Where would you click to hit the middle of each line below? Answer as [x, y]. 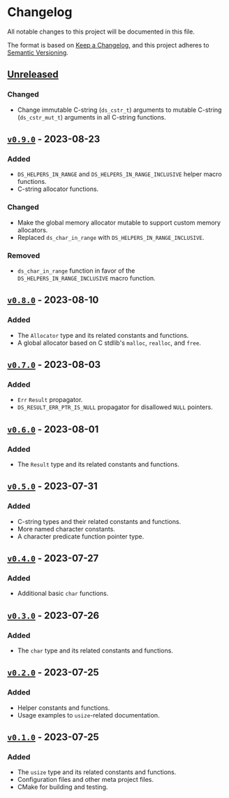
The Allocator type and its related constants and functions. [103, 335]
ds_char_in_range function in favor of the [76, 271]
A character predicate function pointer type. [81, 536]
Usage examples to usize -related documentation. [88, 715]
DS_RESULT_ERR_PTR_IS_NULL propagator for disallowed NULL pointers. [115, 407]
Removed [24, 255]
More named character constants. [66, 529]
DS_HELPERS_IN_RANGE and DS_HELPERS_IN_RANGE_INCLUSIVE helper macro [119, 174]
